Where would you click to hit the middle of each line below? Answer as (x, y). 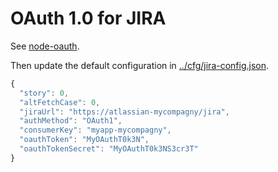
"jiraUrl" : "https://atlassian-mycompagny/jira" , (124, 112)
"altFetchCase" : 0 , (60, 102)
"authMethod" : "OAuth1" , (71, 121)
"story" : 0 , (44, 93)
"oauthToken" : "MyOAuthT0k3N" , (84, 140)
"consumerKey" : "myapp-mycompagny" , (95, 130)
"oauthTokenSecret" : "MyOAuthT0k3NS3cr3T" (109, 149)
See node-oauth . (45, 46)
